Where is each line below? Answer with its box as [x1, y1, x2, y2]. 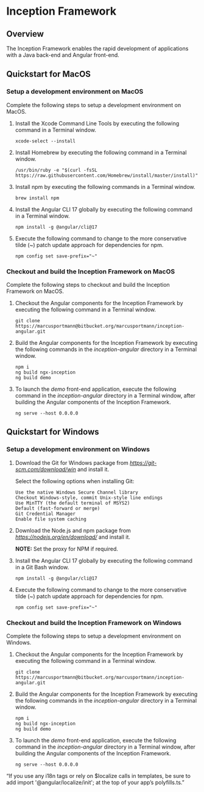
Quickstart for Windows [6, 427, 99, 437]
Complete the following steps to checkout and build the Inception [6, 281, 171, 288]
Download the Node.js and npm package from [15, 527, 131, 534]
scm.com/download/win [15, 465, 76, 473]
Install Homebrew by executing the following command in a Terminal [15, 149, 187, 156]
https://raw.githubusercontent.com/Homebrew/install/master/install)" [15, 172, 199, 179]
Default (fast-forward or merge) [15, 505, 100, 511]
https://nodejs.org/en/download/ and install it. [15, 533, 131, 541]
